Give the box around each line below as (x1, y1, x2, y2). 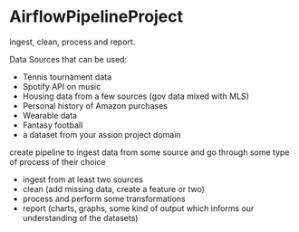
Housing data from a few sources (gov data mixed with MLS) (22, 91, 249, 101)
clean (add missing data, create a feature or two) (22, 183, 206, 194)
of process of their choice (9, 156, 106, 167)
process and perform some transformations (22, 193, 186, 204)
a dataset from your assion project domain (22, 129, 181, 140)
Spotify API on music (22, 81, 101, 92)
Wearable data (22, 110, 78, 121)
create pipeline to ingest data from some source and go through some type (9, 147, 290, 158)
